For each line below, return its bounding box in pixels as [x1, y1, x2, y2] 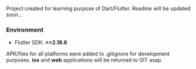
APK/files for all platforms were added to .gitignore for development [6, 50, 170, 57]
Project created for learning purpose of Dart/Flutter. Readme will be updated [6, 5, 191, 12]
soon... [6, 11, 23, 18]
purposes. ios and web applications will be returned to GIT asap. [6, 57, 163, 64]
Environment [6, 26, 44, 34]
